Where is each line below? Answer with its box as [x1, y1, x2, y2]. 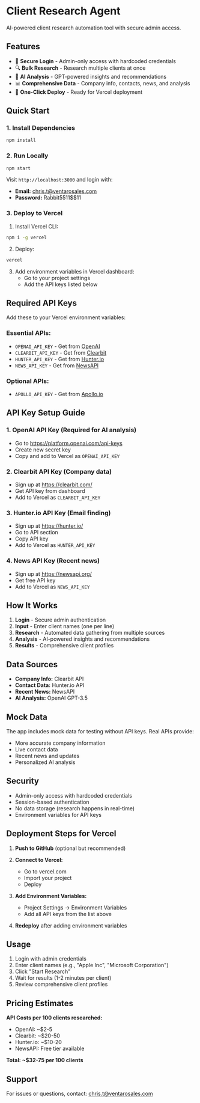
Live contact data [14, 745, 58, 753]
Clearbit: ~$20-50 [14, 1032, 60, 1039]
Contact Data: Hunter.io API [14, 682, 85, 689]
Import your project [23, 874, 72, 881]
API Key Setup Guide [6, 408, 85, 418]
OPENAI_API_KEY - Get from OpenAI [14, 343, 100, 350]
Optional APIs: [6, 377, 49, 385]
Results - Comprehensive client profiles [14, 642, 114, 649]
